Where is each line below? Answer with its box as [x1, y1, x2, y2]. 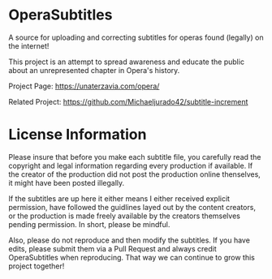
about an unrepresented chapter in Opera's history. [8, 65, 180, 75]
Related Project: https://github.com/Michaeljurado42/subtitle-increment [8, 97, 248, 106]
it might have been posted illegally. [8, 178, 125, 187]
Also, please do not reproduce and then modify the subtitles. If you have [8, 235, 250, 245]
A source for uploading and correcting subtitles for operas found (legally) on [8, 32, 264, 42]
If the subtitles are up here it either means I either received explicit [8, 193, 230, 204]
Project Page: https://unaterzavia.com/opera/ [8, 81, 160, 91]
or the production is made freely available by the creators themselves [8, 211, 241, 221]
